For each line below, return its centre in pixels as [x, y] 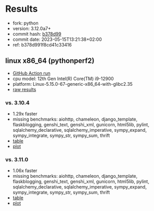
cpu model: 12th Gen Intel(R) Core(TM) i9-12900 [63, 78]
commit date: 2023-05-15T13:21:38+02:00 [57, 39]
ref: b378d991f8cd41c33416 [42, 44]
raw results [24, 89]
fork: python [26, 23]
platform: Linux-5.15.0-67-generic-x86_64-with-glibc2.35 [73, 84]
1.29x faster [25, 114]
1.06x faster [25, 171]
